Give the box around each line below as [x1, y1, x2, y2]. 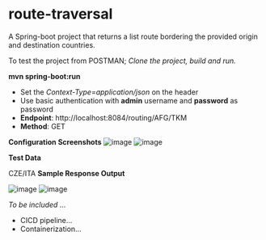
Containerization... [19, 224, 82, 234]
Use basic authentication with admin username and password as [19, 95, 239, 105]
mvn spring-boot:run [8, 71, 81, 81]
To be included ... [8, 200, 66, 209]
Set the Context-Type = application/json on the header [19, 86, 199, 97]
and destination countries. [8, 40, 95, 49]
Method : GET [19, 121, 66, 131]
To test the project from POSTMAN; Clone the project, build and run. [8, 56, 236, 65]
